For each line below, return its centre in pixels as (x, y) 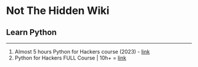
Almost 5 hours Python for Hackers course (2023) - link (82, 52)
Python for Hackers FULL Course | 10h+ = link (70, 58)
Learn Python (32, 32)
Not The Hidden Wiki (58, 11)
